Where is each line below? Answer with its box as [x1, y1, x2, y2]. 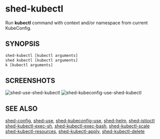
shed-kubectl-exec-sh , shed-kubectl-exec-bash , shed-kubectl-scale [5, 123, 150, 129]
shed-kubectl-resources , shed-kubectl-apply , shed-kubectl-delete [5, 128, 145, 134]
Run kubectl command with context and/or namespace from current [5, 20, 148, 26]
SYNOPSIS [5, 40, 40, 48]
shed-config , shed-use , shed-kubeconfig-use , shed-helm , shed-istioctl [5, 118, 155, 123]
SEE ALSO [5, 104, 38, 113]
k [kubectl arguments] [5, 62, 53, 67]
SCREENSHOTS [5, 76, 56, 85]
